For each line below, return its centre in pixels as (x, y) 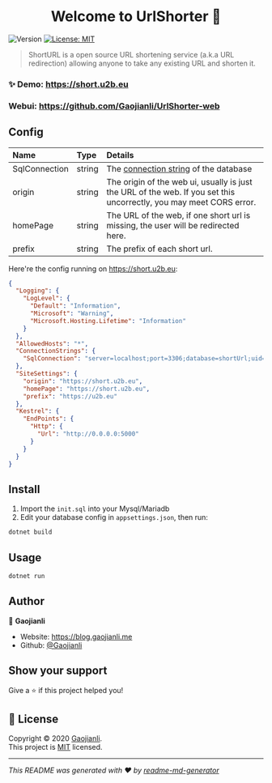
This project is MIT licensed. (55, 747)
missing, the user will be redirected (173, 225)
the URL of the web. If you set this (171, 192)
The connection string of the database (179, 168)
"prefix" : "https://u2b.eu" (70, 396)
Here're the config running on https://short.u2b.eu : (93, 268)
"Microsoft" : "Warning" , (72, 314)
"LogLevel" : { (47, 299)
